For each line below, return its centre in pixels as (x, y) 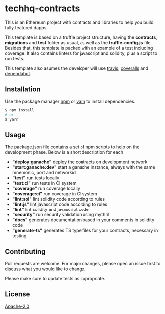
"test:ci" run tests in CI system (44, 183)
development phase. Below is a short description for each (64, 152)
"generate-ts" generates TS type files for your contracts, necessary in (85, 231)
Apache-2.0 (17, 306)
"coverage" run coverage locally (46, 188)
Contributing (25, 252)
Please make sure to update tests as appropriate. (55, 278)
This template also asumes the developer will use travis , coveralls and (77, 68)
